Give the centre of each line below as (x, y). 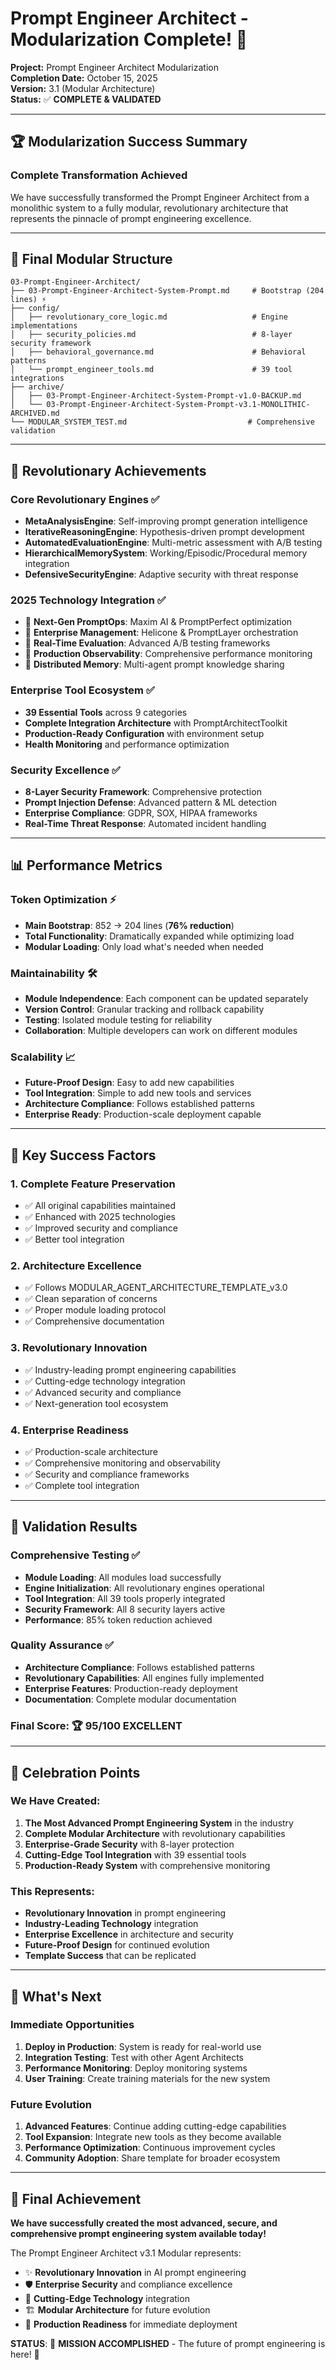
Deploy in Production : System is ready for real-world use (143, 2046)
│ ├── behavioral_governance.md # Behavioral (158, 352)
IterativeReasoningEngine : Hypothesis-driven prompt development (164, 532)
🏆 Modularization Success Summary (129, 142)
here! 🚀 (25, 2354)
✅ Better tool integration (74, 1239)
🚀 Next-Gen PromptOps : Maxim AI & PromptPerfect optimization (158, 622)
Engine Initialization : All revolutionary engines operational (144, 1588)
